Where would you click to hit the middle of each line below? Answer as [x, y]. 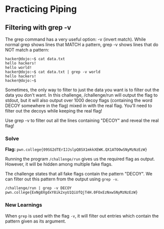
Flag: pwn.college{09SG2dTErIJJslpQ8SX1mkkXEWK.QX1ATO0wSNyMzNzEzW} [76, 149]
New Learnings [24, 205]
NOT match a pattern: [27, 50]
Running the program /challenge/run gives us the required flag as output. [80, 159]
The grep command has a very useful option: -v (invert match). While [76, 39]
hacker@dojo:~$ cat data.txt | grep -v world [53, 72]
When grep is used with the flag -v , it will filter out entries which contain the [82, 216]
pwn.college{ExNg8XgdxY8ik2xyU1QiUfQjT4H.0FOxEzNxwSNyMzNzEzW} [72, 193]
